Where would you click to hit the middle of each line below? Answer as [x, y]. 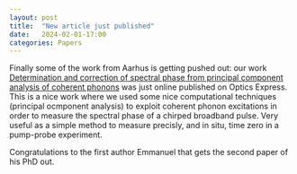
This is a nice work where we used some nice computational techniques [143, 97]
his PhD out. [32, 161]
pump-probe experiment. [56, 135]
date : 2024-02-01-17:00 [58, 34]
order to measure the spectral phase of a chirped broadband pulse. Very [144, 116]
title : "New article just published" [82, 26]
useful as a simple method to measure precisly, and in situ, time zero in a [144, 126]
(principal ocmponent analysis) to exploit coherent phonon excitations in [143, 106]
